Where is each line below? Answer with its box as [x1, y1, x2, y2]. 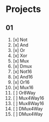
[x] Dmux [12, 63, 32, 69]
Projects [5, 3, 41, 15]
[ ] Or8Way [12, 90, 36, 95]
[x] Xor [12, 52, 27, 58]
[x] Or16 [12, 79, 29, 85]
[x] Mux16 [12, 84, 34, 90]
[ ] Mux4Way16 [12, 95, 44, 101]
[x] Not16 [12, 68, 32, 74]
